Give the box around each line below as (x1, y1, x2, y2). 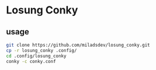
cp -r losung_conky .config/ (6, 47, 77, 53)
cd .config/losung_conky (6, 53, 67, 59)
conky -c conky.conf (6, 58, 57, 64)
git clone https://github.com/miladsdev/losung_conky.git (6, 42, 150, 48)
